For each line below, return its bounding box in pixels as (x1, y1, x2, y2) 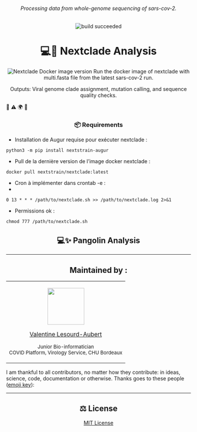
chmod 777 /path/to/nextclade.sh (6, 219, 88, 225)
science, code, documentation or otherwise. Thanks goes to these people (6, 375, 185, 382)
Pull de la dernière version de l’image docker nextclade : (14, 158, 151, 165)
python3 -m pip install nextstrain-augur (6, 147, 109, 154)
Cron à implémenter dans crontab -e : (14, 180, 106, 187)
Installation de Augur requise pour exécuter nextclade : (14, 136, 148, 143)
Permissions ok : (14, 207, 55, 214)
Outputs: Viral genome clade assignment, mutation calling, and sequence (10, 86, 187, 93)
